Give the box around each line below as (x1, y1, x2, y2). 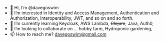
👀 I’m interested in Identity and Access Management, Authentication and (9, 10, 159, 16)
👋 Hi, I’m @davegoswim (9, 5, 59, 10)
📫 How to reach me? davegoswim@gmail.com (9, 31, 106, 37)
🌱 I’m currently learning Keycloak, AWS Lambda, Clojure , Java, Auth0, (9, 20, 154, 26)
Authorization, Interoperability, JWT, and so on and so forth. (9, 15, 133, 21)
